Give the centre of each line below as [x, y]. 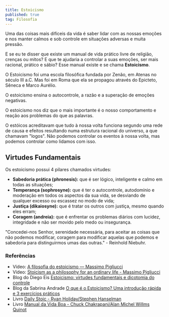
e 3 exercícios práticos [36, 294]
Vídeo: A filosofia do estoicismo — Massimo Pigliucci [68, 267]
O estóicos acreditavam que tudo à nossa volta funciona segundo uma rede [84, 125]
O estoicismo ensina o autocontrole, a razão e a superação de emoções [80, 95]
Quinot [19, 310]
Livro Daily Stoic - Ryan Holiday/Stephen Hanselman [67, 299]
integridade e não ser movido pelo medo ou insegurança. [72, 222]
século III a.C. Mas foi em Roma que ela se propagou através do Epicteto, [81, 80]
